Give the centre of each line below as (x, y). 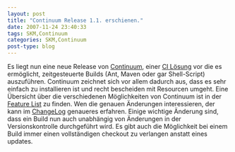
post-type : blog (31, 46)
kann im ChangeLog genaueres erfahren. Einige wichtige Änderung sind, (113, 111)
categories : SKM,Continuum (47, 40)
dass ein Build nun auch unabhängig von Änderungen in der (94, 119)
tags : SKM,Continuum (38, 33)
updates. (20, 141)
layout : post (26, 14)
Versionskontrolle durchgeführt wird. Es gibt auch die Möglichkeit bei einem (117, 126)
